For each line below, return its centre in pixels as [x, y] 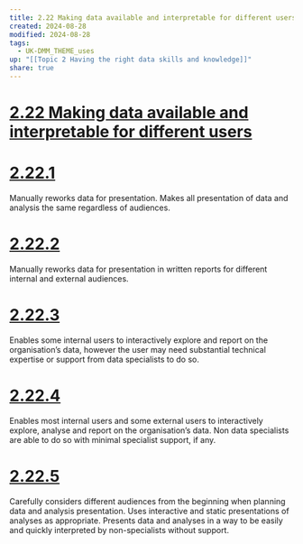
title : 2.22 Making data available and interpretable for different [141, 18]
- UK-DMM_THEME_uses [56, 51]
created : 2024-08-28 [48, 26]
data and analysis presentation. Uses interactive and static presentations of [150, 511]
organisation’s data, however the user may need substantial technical [138, 349]
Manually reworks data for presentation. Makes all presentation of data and [149, 198]
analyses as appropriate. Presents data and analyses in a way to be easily [147, 521]
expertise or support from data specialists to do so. [105, 359]
